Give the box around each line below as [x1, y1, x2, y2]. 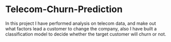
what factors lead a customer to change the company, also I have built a [5, 25, 157, 31]
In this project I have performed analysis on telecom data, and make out [5, 20, 156, 26]
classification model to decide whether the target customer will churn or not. [5, 31, 166, 37]
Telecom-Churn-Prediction [5, 4, 123, 15]
